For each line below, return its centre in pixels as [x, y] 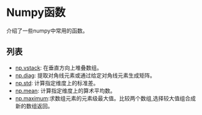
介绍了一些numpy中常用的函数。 [47, 31]
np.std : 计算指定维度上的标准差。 [57, 83]
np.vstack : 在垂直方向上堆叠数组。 [59, 67]
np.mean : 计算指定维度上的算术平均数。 [65, 91]
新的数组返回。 [34, 106]
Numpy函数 [36, 13]
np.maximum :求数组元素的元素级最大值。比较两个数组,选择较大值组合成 [105, 98]
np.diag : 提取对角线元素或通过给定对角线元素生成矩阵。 [85, 75]
